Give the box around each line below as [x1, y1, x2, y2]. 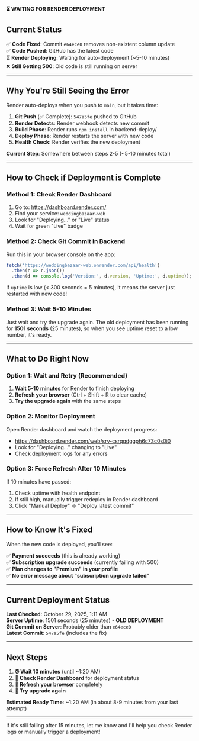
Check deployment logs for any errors [14, 450, 108, 457]
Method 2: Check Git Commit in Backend [6, 237, 126, 246]
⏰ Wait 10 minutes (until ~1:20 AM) [14, 668, 101, 675]
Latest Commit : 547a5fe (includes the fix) [6, 630, 107, 637]
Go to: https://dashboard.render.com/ [14, 204, 107, 211]
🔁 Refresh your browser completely [14, 681, 103, 688]
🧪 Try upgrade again [14, 687, 66, 694]
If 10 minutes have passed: [6, 478, 72, 485]
